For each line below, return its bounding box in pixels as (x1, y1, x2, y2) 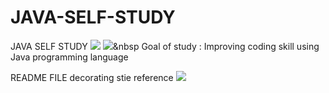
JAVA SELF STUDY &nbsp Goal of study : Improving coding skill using (10, 40, 320, 52)
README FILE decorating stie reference (10, 71, 174, 83)
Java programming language (10, 51, 129, 63)
